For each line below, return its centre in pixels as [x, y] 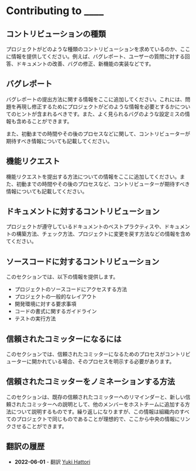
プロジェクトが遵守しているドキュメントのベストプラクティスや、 [85, 226]
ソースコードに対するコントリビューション [83, 261]
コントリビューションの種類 [56, 34]
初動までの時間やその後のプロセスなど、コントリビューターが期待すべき [103, 184]
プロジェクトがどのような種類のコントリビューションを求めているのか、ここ [98, 49]
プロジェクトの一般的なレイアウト [56, 297]
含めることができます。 [44, 121]
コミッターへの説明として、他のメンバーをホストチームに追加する [106, 404]
